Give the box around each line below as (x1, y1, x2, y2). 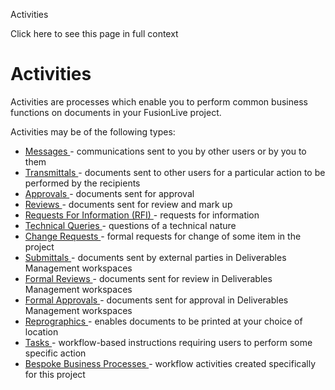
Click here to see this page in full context (10, 28, 179, 39)
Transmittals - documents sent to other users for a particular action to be (24, 166, 326, 178)
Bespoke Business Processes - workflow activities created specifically (24, 357, 317, 369)
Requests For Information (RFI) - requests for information (24, 209, 260, 221)
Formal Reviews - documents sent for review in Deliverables (24, 272, 273, 284)
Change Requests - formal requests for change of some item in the (24, 230, 302, 242)
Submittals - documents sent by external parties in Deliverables (24, 251, 287, 263)
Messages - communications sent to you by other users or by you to (24, 145, 307, 157)
